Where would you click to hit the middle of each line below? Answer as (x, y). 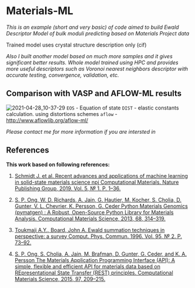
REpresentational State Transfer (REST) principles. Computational (94, 273)
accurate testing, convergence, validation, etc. (63, 75)
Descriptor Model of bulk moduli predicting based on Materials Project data (98, 33)
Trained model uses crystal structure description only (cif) (76, 45)
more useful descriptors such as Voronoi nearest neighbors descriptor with (97, 68)
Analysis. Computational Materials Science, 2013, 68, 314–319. (90, 219)
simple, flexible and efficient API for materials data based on (87, 266)
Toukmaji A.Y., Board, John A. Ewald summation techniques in (90, 230)
